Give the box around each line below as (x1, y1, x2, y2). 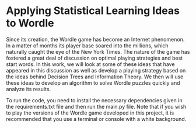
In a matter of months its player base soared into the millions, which (6, 42, 169, 49)
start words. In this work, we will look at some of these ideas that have (6, 60, 175, 68)
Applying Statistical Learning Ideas (6, 4, 180, 18)
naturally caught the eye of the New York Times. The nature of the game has (6, 48, 190, 55)
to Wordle (6, 16, 54, 30)
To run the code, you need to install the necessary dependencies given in (6, 96, 183, 103)
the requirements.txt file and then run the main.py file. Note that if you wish (6, 103, 187, 110)
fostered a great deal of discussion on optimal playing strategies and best (6, 54, 183, 61)
